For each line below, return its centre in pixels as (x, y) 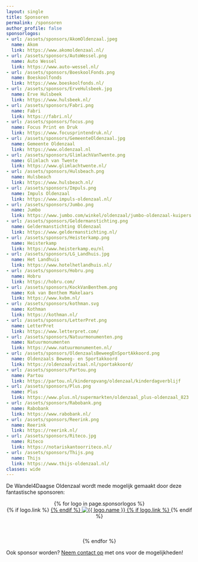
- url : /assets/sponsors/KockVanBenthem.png (62, 287)
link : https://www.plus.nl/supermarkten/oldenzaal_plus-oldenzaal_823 (100, 398)
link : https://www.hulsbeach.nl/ (53, 183)
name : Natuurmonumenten (40, 342)
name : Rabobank (30, 408)
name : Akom (25, 45)
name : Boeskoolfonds (37, 78)
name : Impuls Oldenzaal (40, 193)
